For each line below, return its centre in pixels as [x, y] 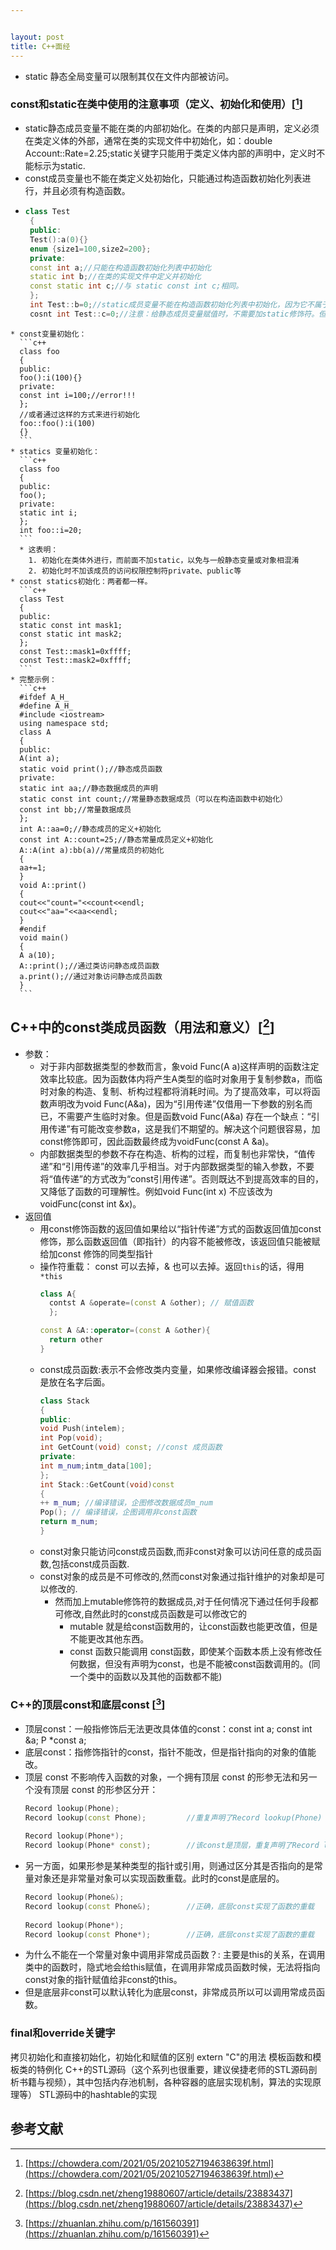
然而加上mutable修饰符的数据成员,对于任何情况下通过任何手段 [182, 1601]
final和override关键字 [63, 2033]
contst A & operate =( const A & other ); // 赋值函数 [151, 1303]
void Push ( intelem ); [82, 1429]
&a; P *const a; [55, 1740]
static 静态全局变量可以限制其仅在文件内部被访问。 [129, 76]
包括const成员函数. [90, 1563]
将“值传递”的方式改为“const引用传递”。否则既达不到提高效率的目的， [181, 1178]
